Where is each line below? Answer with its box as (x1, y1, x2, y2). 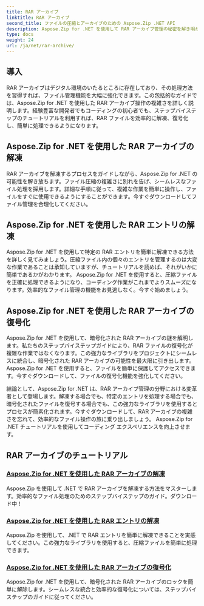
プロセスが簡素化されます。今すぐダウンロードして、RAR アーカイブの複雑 (6, 408, 193, 416)
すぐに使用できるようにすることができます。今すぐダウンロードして (22, 192, 192, 200)
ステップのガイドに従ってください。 (6, 593, 97, 601)
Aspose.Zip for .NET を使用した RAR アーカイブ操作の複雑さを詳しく (16, 99, 189, 106)
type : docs (6, 32, 34, 38)
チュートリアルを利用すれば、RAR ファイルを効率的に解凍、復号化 (22, 114, 189, 121)
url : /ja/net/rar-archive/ (6, 43, 75, 49)
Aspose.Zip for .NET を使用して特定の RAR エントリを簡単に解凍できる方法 (6, 248, 194, 255)
